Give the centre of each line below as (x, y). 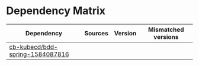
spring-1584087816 (39, 54)
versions (166, 37)
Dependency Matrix (56, 11)
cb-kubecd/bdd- (33, 47)
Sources (96, 33)
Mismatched (166, 29)
